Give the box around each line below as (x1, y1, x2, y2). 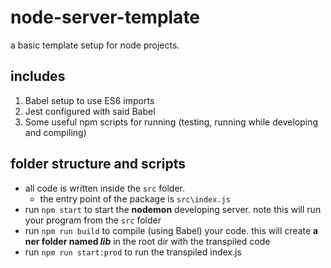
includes (10, 68, 66, 85)
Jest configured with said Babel (24, 105, 156, 117)
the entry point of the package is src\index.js (39, 192, 231, 205)
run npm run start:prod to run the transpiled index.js (24, 246, 242, 258)
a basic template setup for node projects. (10, 39, 180, 51)
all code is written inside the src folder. (24, 182, 186, 194)
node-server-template (10, 6, 201, 29)
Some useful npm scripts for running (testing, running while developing (24, 116, 318, 128)
